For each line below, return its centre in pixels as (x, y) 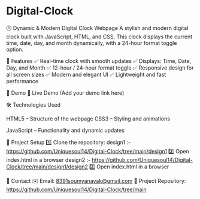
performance (22, 81)
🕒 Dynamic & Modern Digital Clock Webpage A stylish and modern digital (97, 28)
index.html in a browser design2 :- (49, 159)
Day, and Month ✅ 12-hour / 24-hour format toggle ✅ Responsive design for (100, 68)
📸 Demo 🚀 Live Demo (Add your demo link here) (65, 93)
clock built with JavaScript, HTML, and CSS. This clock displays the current (99, 37)
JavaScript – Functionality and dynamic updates (65, 130)
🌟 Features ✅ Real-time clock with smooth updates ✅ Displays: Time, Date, (99, 61)
